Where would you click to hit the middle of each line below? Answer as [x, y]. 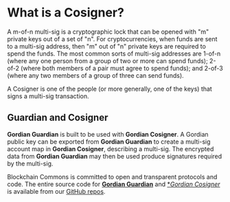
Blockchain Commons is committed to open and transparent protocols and [112, 177]
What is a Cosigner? [66, 13]
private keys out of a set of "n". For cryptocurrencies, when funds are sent [112, 38]
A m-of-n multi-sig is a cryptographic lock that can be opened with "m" [108, 32]
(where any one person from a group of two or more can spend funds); [107, 60]
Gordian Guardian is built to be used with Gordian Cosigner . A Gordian [108, 134]
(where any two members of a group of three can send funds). [95, 75]
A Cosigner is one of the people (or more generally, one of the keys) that [110, 89]
